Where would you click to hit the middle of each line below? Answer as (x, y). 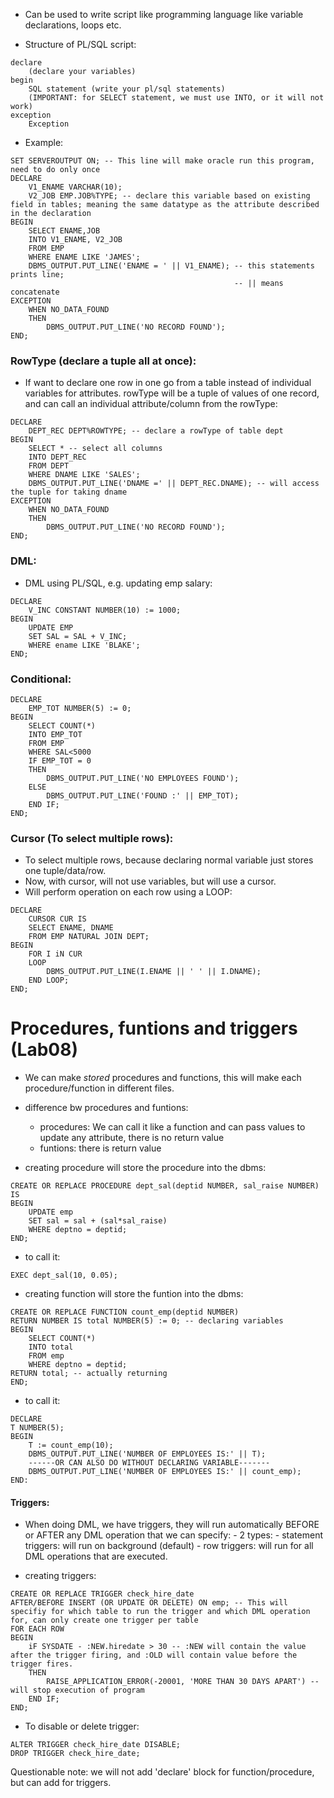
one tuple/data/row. (65, 871)
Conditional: (41, 679)
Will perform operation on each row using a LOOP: (128, 892)
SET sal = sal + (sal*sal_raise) (98, 1221)
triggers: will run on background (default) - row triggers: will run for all (169, 1546)
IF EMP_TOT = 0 (60, 760)
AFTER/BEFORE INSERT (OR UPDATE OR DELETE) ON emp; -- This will (149, 1603)
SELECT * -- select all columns (95, 449)
